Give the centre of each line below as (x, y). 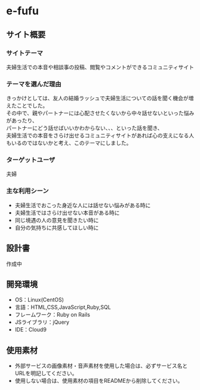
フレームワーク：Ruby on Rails (53, 315)
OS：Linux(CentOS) (39, 300)
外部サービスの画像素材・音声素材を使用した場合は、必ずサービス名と (101, 366)
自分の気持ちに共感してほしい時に (57, 228)
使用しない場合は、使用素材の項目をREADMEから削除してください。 (99, 381)
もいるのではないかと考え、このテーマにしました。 (69, 143)
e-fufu (22, 11)
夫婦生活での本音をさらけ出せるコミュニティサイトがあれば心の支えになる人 (100, 136)
